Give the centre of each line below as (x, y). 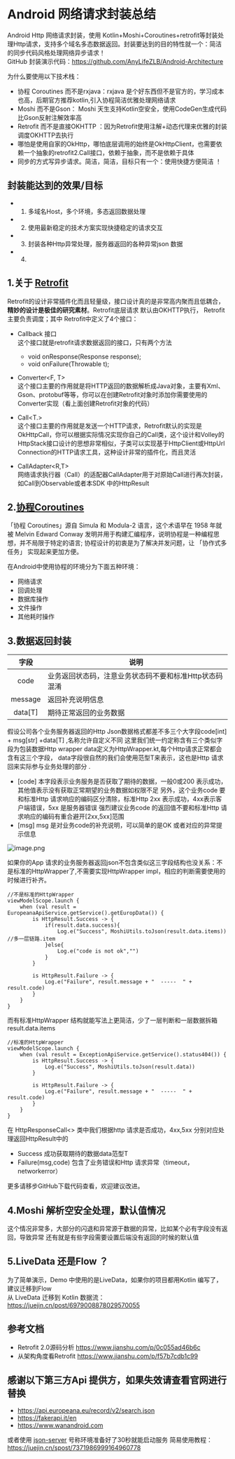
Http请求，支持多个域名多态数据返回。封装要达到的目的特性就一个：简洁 (117, 43)
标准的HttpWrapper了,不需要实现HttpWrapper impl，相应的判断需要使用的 (119, 871)
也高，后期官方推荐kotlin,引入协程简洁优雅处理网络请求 (97, 100)
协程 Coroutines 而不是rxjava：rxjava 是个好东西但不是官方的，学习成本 (121, 91)
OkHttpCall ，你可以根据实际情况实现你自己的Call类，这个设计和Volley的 (121, 434)
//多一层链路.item (31, 939)
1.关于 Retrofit (38, 283)
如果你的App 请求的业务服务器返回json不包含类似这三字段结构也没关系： (112, 863)
